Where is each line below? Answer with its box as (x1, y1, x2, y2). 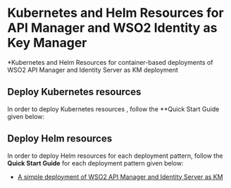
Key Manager (7, 35, 87, 51)
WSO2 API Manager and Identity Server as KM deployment (7, 65, 178, 74)
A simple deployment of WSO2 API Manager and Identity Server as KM (17, 173, 223, 181)
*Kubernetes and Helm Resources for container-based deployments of (7, 58, 213, 66)
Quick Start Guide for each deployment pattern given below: (7, 158, 184, 167)
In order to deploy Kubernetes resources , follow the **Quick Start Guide (7, 104, 220, 113)
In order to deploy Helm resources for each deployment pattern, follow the (7, 151, 223, 160)
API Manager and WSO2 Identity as (7, 20, 218, 36)
